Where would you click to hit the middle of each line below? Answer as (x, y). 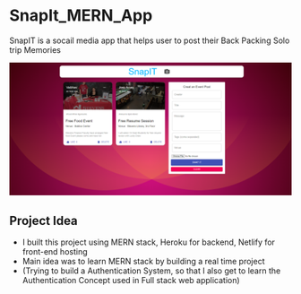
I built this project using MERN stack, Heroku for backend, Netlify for (149, 242)
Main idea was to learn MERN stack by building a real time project (143, 261)
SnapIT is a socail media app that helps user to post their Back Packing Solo (150, 40)
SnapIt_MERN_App (81, 16)
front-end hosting (55, 251)
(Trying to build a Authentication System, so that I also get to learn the (151, 271)
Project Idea (43, 220)
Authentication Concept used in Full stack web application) (131, 280)
